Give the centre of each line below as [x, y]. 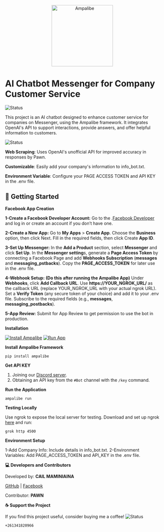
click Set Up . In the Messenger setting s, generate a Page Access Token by [82, 253]
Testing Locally [21, 407]
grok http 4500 [21, 431]
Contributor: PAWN [24, 495]
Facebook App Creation [30, 209]
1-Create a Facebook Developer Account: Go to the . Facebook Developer [80, 218]
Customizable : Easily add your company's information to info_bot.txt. [75, 166]
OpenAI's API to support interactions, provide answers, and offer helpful [78, 128]
